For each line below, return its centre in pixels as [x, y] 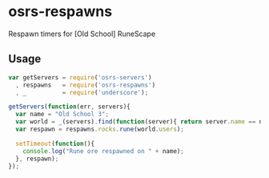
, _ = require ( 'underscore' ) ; [82, 92]
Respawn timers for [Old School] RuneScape [82, 34]
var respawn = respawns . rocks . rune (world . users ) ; [100, 129]
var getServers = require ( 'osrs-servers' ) [80, 77]
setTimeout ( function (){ [55, 144]
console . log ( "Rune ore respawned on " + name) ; [103, 151]
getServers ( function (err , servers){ [69, 107]
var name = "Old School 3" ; [62, 115]
